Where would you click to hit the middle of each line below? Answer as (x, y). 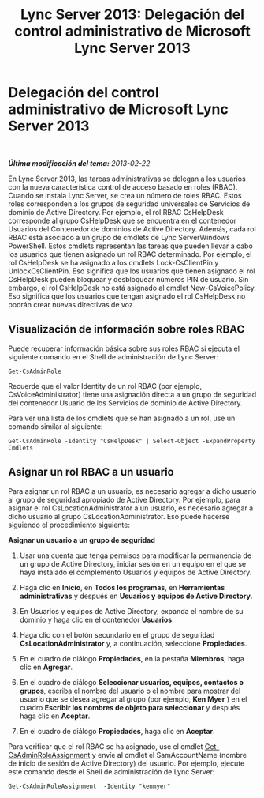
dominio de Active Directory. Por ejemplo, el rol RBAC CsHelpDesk (116, 212)
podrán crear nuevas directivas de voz (71, 304)
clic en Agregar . (46, 667)
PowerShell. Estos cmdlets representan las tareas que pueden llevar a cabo (131, 246)
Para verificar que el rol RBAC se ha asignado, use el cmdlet (106, 746)
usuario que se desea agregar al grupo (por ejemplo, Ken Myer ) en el (133, 699)
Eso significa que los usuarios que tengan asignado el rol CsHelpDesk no (127, 296)
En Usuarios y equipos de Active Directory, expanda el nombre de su (131, 611)
